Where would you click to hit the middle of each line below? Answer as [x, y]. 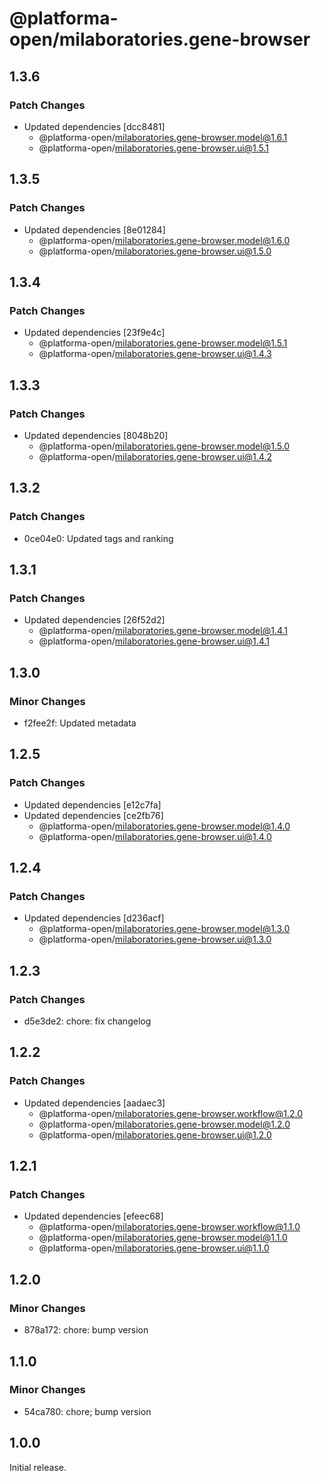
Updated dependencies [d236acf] [94, 918]
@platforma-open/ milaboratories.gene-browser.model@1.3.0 [164, 929]
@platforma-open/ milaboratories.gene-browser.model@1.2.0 [164, 1124]
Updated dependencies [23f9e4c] [94, 333]
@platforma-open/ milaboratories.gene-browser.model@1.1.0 [163, 1238]
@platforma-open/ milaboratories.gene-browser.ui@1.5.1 [154, 148]
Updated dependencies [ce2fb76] [93, 815]
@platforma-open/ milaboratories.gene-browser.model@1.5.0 [164, 446]
